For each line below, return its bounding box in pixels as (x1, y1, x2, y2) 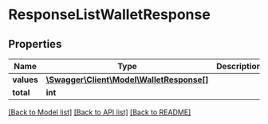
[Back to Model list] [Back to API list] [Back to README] (8, 107, 191, 117)
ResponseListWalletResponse (8, 6, 211, 24)
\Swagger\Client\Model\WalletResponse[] (45, 74, 209, 85)
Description (216, 61, 262, 72)
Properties (8, 37, 62, 51)
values (12, 74, 38, 85)
